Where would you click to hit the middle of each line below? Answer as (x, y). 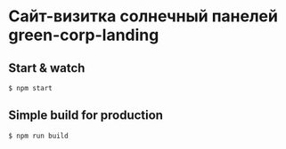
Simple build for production (86, 116)
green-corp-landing (84, 35)
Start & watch (47, 68)
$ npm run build (38, 136)
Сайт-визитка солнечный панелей (143, 16)
